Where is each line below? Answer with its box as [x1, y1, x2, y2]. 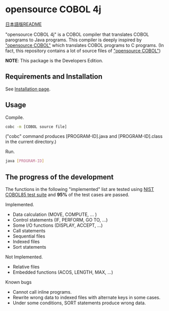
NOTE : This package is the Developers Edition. [5, 57, 103, 63]
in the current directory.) [5, 139, 57, 145]
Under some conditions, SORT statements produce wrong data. [12, 300, 146, 306]
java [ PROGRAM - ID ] [5, 158, 44, 164]
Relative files [12, 264, 40, 270]
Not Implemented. [5, 254, 43, 260]
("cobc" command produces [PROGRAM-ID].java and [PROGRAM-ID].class [5, 133, 163, 139]
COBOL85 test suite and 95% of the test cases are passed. [5, 192, 130, 198]
